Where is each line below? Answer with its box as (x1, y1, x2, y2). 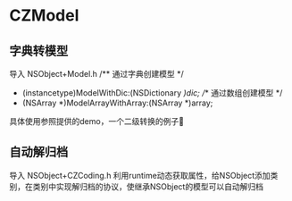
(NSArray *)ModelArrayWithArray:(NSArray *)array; (21, 97, 213, 108)
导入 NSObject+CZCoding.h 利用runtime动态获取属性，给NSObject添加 (9, 170, 271, 180)
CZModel (9, 5, 79, 26)
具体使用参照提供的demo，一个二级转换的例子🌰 (9, 116, 185, 126)
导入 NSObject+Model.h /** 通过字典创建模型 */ (9, 69, 185, 79)
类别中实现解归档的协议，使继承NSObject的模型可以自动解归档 (32, 180, 263, 192)
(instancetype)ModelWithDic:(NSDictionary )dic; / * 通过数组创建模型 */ (21, 88, 283, 98)
